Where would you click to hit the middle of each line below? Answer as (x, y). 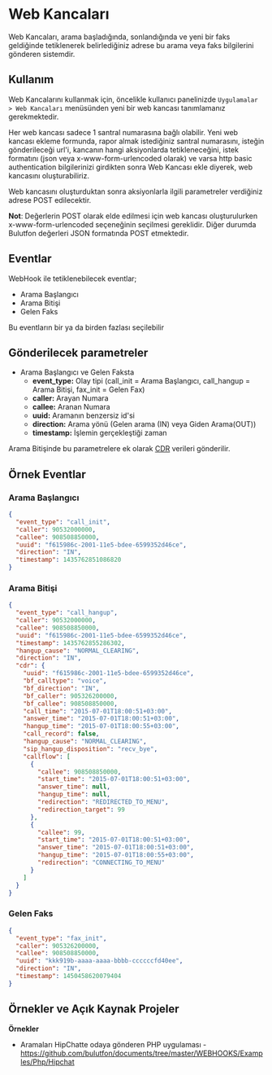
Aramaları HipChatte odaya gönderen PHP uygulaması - (113, 1044)
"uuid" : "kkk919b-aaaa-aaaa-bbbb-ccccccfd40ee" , (99, 961)
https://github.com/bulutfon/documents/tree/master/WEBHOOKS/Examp (141, 1053)
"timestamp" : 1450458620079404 (69, 976)
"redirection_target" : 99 (82, 810)
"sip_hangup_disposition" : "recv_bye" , (91, 749)
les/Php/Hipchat (47, 1062)
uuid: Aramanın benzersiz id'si (84, 415)
